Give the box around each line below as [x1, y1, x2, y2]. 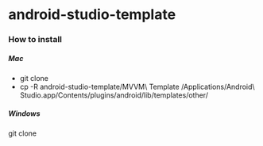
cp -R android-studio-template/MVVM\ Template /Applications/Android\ [19, 82, 256, 92]
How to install [8, 34, 62, 45]
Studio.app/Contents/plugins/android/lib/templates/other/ [19, 90, 209, 100]
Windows [8, 109, 41, 118]
